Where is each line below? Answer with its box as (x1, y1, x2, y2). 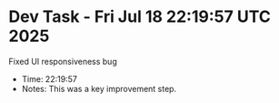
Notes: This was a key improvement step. (21, 83, 177, 94)
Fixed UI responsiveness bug (8, 56, 117, 67)
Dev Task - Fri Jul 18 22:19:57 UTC (8, 6, 272, 27)
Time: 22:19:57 (21, 73, 78, 84)
